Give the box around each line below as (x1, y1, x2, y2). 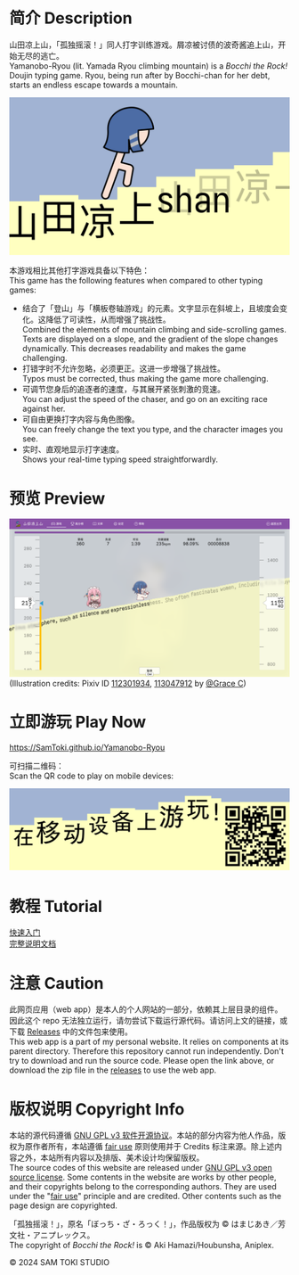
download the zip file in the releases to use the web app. (9, 1065, 217, 1075)
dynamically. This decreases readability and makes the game (21, 343, 246, 354)
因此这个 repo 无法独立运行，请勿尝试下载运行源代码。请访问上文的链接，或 (9, 1016, 288, 1026)
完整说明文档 (9, 938, 56, 950)
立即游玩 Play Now (9, 712, 147, 732)
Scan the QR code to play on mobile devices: (9, 770, 174, 781)
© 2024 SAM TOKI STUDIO (9, 1257, 109, 1268)
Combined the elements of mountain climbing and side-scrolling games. (21, 325, 287, 335)
